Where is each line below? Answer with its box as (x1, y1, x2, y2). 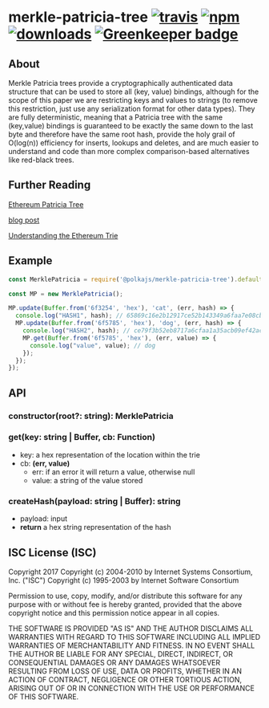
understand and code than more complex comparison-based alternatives (8, 147, 250, 156)
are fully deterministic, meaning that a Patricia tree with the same (8, 112, 223, 122)
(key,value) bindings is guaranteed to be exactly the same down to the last (8, 121, 254, 130)
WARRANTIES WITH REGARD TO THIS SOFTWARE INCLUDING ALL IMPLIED (8, 632, 261, 641)
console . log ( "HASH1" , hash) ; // (15, 311, 124, 320)
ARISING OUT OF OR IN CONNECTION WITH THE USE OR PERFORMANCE (8, 683, 255, 693)
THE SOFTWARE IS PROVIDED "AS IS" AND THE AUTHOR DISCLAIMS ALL (8, 623, 254, 633)
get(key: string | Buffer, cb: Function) (8, 432, 156, 443)
